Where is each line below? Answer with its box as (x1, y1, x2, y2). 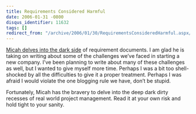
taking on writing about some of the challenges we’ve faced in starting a (6, 53, 180, 60)
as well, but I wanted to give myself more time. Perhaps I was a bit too (6, 65, 174, 72)
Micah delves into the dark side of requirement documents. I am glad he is (6, 46, 185, 53)
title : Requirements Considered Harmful (6, 8, 106, 15)
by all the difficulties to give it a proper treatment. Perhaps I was (28, 71, 182, 78)
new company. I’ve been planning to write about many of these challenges (6, 59, 185, 66)
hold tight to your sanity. (6, 101, 65, 108)
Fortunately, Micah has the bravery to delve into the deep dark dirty (6, 89, 169, 96)
